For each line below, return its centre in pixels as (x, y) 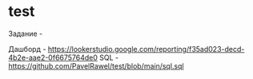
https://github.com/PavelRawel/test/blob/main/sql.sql (96, 65)
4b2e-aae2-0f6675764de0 (53, 57)
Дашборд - (27, 49)
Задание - (26, 34)
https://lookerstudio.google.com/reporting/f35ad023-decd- (146, 49)
